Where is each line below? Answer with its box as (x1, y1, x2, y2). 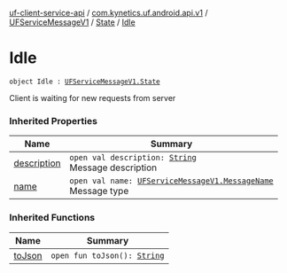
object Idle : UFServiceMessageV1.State (9, 77, 161, 86)
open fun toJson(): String (50, 250, 165, 261)
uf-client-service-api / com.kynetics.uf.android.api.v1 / (9, 8, 208, 18)
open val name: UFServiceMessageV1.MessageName (69, 176, 275, 186)
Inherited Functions (9, 212, 96, 224)
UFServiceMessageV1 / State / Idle (9, 17, 136, 27)
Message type (69, 185, 129, 198)
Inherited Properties (9, 114, 97, 127)
